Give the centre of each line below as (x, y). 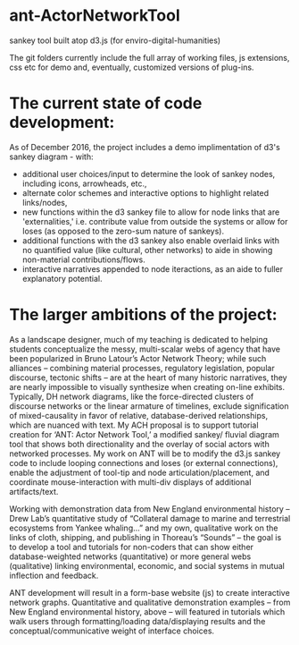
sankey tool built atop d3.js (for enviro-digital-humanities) (115, 40)
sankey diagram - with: (51, 157)
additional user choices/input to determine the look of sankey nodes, (149, 174)
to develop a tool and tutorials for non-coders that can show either (132, 547)
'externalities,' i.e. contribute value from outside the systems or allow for (155, 221)
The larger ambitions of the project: (144, 315)
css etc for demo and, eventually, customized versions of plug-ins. (132, 67)
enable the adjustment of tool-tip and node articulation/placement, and (140, 472)
